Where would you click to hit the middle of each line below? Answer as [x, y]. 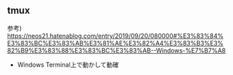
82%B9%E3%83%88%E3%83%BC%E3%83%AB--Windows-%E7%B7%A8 [116, 50]
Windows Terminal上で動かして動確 [68, 65]
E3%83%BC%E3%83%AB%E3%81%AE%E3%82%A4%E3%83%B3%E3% [115, 43]
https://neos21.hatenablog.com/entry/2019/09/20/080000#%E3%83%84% [115, 36]
